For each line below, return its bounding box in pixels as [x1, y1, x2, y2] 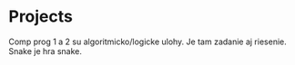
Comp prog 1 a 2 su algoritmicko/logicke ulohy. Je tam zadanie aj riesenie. [8, 36, 288, 47]
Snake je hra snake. [8, 45, 83, 56]
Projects [8, 6, 74, 27]
